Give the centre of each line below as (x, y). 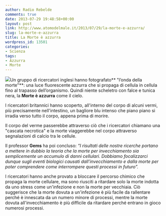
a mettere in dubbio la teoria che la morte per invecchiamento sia (72, 151)
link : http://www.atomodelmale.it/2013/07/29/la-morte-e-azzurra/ (75, 28)
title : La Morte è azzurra (33, 38)
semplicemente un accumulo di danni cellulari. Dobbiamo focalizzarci (76, 156)
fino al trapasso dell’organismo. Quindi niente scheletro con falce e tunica (80, 90)
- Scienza (15, 51)
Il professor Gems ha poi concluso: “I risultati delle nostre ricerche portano (82, 146)
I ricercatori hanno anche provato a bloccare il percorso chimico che (75, 176)
